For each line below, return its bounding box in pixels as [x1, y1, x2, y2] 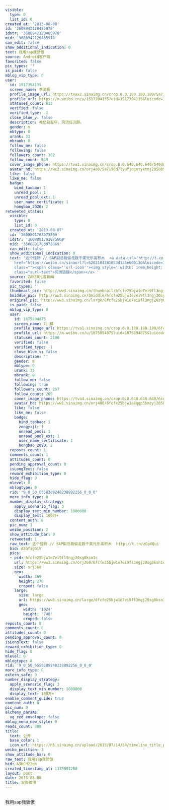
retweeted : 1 [10, 536, 37, 542]
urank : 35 [14, 368, 35, 373]
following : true [14, 382, 49, 387]
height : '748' [23, 612, 53, 617]
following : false [10, 148, 46, 153]
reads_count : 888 [5, 724, 42, 729]
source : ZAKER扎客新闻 [10, 274, 54, 280]
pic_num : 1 [10, 522, 33, 528]
